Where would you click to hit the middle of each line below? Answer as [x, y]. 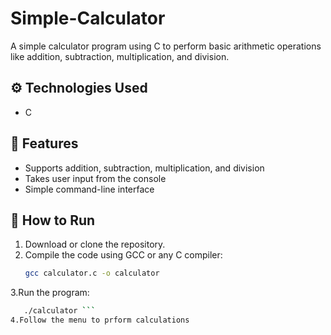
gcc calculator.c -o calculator [92, 273]
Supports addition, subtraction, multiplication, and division [144, 168]
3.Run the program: [50, 293]
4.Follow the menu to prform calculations [100, 320]
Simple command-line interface [89, 189]
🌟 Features [44, 143]
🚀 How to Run [53, 220]
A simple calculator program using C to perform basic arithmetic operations [166, 46]
